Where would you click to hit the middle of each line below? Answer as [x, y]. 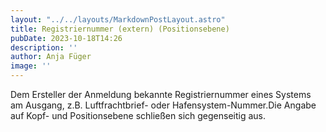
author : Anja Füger [51, 57]
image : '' [31, 66]
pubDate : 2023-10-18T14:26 [66, 38]
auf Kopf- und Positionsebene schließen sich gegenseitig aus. [138, 115]
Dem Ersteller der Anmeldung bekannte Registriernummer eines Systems [161, 94]
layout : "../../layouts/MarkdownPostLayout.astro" [118, 19]
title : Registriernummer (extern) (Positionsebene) [120, 29]
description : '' [44, 47]
